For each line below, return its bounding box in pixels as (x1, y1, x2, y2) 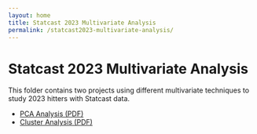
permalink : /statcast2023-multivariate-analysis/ (8, 26, 174, 34)
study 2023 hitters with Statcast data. (8, 94, 130, 103)
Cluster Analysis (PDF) (19, 118, 93, 127)
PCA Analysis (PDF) (19, 109, 84, 118)
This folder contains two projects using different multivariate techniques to (8, 85, 250, 95)
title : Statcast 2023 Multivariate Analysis (8, 19, 156, 27)
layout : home (8, 11, 51, 20)
